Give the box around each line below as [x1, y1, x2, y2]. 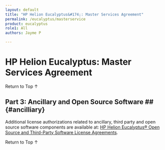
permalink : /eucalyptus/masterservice [5, 16, 86, 21]
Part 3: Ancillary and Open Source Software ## [5, 98, 154, 106]
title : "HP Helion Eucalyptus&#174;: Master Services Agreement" [5, 12, 144, 17]
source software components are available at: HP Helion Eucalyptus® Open [5, 124, 160, 130]
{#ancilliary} [5, 106, 45, 114]
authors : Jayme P [5, 30, 41, 35]
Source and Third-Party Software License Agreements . [5, 129, 118, 135]
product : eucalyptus [5, 21, 48, 26]
